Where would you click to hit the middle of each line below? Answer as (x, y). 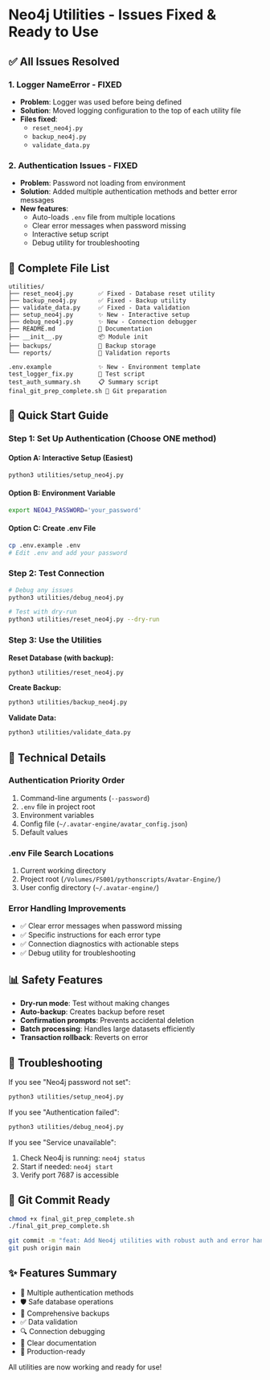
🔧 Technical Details (57, 758)
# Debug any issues (41, 590)
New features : (44, 209)
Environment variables (57, 815)
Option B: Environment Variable (62, 493)
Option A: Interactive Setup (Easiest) (71, 458)
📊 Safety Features (55, 980)
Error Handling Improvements (67, 909)
